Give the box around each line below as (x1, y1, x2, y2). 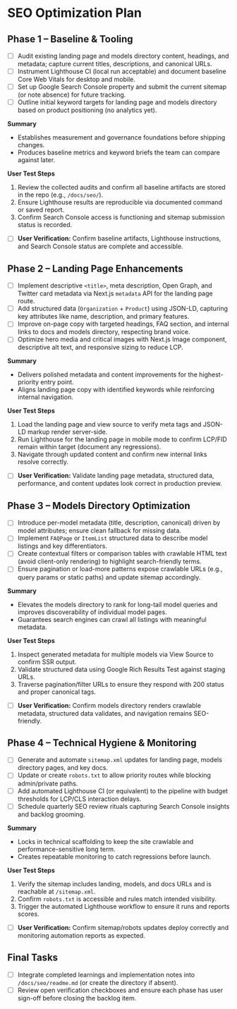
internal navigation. (17, 393, 74, 401)
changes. (17, 141, 45, 149)
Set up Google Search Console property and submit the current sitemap (17, 82, 227, 91)
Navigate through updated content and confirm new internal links (17, 450, 207, 459)
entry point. (40, 378, 74, 386)
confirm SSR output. (17, 657, 77, 666)
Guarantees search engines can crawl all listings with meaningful (17, 615, 207, 623)
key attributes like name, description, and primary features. (17, 312, 190, 321)
